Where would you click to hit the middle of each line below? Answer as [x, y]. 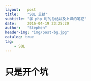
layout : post [21, 10]
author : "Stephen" [26, 28]
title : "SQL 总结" [27, 14]
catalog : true [20, 37]
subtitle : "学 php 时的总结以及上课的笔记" [46, 19]
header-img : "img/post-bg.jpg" [37, 32]
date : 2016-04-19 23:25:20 [37, 23]
